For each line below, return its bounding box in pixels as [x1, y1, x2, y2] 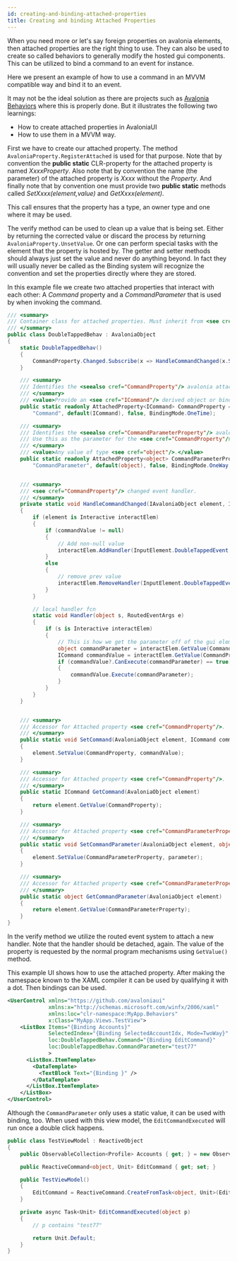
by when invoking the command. [7, 298, 102, 306]
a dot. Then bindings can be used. [7, 984, 107, 991]
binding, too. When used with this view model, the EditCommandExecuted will [7, 1116, 226, 1124]
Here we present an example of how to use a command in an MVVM [7, 72, 206, 81]
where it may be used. [7, 210, 72, 219]
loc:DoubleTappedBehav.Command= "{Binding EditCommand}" [48, 1037, 217, 1044]
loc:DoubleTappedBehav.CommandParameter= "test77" [48, 1043, 197, 1051]
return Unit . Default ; [32, 1234, 97, 1242]
